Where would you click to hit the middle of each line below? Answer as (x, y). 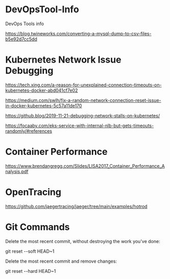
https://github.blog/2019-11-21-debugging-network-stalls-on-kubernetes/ (82, 115)
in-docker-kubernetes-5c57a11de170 (44, 106)
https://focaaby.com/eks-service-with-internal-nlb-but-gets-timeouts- (80, 125)
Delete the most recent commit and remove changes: (61, 261)
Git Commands (38, 227)
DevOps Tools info (25, 24)
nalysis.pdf (17, 171)
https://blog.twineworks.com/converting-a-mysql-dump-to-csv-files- (78, 33)
